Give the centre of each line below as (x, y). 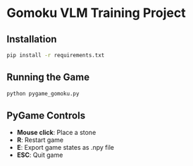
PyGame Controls (46, 115)
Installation (32, 39)
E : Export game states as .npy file (65, 148)
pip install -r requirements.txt (56, 55)
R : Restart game (40, 140)
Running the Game (48, 77)
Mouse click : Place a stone (56, 133)
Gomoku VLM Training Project (96, 13)
